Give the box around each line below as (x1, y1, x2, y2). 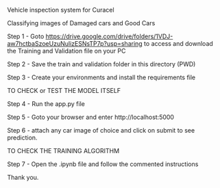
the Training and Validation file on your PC (7, 47, 126, 55)
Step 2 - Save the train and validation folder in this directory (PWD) (7, 60, 196, 68)
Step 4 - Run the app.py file (7, 100, 86, 108)
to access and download (143, 40, 214, 47)
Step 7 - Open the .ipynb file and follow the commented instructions (7, 160, 199, 168)
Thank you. (7, 174, 39, 181)
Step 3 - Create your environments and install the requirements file (7, 73, 196, 81)
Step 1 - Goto (7, 32, 45, 40)
